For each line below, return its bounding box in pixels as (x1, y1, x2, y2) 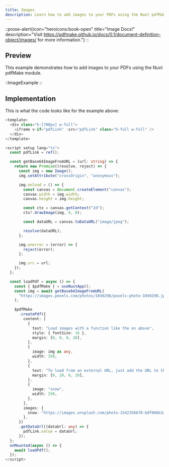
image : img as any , (32, 349, 73, 355)
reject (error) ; (23, 247, 55, 252)
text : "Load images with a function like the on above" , (32, 326, 154, 331)
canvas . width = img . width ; (23, 192, 80, 197)
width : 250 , (32, 391, 57, 396)
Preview (5, 51, 32, 60)
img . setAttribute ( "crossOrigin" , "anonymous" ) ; (18, 173, 121, 178)
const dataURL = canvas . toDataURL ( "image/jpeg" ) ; (23, 219, 129, 224)
